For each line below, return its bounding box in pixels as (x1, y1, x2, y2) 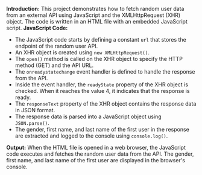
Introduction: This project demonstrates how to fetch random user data (6, 5, 185, 12)
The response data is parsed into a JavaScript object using (14, 113, 162, 120)
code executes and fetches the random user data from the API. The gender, (6, 150, 194, 157)
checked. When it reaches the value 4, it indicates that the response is (14, 87, 190, 94)
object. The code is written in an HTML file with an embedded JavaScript (6, 18, 188, 25)
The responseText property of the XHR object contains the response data (14, 100, 197, 107)
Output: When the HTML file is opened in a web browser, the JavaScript (6, 144, 186, 151)
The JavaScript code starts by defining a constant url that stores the (14, 36, 187, 43)
